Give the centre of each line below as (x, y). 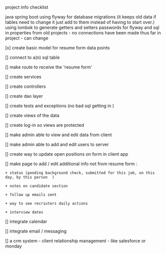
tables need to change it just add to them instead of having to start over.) (80, 22)
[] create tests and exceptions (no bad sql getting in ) (60, 106)
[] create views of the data (32, 115)
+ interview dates (24, 212)
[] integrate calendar (26, 221)
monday (14, 246)
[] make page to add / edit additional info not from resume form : (71, 164)
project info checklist (27, 7)
